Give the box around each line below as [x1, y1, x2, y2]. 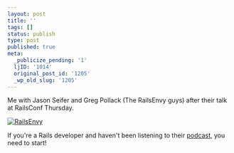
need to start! [7, 139, 47, 147]
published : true [7, 43, 55, 51]
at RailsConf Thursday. [7, 104, 75, 112]
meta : [7, 51, 23, 58]
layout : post [7, 10, 46, 18]
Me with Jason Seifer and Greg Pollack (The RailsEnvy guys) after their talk [7, 96, 228, 105]
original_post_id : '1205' [14, 70, 91, 77]
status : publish [7, 30, 55, 38]
